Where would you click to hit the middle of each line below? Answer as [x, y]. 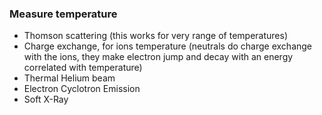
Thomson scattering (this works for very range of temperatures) [156, 36]
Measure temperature [63, 14]
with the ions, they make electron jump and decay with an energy [158, 57]
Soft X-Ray [46, 99]
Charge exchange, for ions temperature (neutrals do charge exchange [168, 46]
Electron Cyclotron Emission [82, 89]
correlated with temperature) [83, 68]
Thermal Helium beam [69, 78]
